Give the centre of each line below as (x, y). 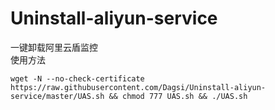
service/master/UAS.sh (57, 96)
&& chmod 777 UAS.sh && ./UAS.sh (178, 96)
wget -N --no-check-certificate (77, 78)
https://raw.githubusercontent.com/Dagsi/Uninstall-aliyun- (138, 87)
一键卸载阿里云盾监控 (54, 47)
